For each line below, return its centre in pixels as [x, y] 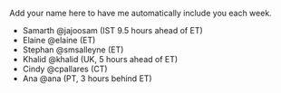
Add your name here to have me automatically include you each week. [140, 13]
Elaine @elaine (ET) [59, 40]
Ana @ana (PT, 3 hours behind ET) [87, 79]
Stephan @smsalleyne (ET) [73, 50]
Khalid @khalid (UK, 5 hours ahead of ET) [100, 59]
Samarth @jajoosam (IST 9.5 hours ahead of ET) [113, 30]
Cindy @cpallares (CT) [65, 69]
